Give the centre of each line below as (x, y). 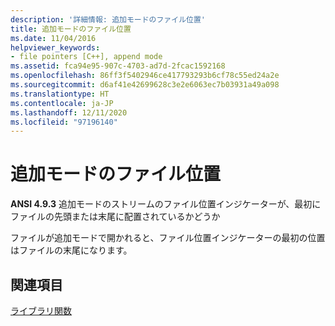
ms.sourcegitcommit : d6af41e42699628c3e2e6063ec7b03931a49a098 (145, 85)
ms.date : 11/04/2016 (53, 38)
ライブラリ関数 (41, 310)
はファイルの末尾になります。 (71, 250)
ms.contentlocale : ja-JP (62, 103)
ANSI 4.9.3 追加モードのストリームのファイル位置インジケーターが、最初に (166, 204)
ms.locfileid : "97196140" (64, 122)
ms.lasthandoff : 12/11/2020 (69, 112)
